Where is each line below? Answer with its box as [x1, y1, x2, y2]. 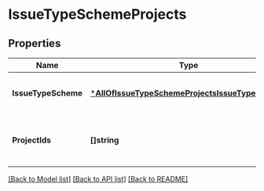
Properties [8, 37, 61, 50]
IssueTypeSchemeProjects [8, 5, 187, 23]
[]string [90, 135, 119, 146]
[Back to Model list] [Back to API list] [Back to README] [8, 175, 189, 183]
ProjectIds [12, 135, 52, 146]
